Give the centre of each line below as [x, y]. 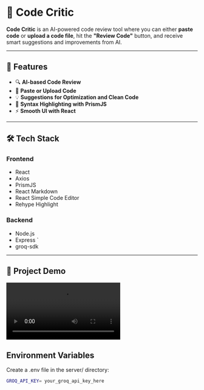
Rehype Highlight [37, 204]
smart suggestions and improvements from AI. [64, 42]
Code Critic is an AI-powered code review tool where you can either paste [100, 29]
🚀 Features [27, 67]
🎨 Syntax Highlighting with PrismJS [61, 104]
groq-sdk [27, 246]
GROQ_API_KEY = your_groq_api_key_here [55, 381]
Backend [20, 220]
